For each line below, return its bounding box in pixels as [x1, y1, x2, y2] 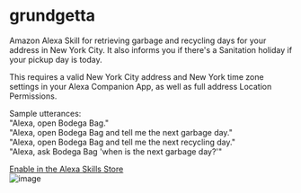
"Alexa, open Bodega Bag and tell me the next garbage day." [9, 127, 234, 137]
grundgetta [9, 5, 96, 26]
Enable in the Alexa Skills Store [9, 163, 124, 174]
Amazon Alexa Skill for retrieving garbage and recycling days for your [9, 35, 267, 46]
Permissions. [9, 91, 58, 101]
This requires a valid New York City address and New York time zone [9, 71, 264, 82]
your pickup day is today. [9, 54, 103, 65]
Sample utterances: [9, 108, 82, 118]
